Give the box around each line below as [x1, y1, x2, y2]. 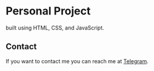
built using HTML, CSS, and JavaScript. [5, 24, 104, 31]
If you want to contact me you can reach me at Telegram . [5, 57, 149, 64]
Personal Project [5, 4, 91, 18]
